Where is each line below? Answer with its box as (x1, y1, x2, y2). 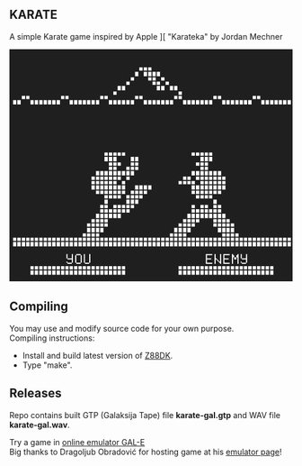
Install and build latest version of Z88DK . (22, 350, 173, 361)
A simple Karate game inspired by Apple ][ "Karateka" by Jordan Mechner (9, 31, 283, 41)
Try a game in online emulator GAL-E (9, 436, 146, 447)
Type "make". (22, 360, 73, 370)
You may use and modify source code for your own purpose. (9, 323, 235, 334)
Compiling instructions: (9, 333, 95, 343)
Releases (9, 386, 62, 401)
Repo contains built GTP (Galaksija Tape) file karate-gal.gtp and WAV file (9, 409, 281, 420)
